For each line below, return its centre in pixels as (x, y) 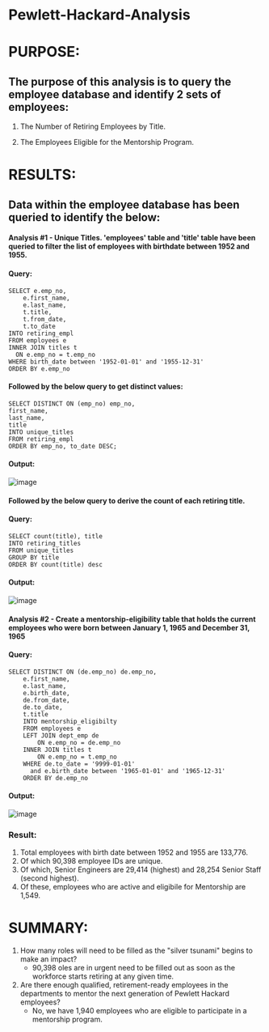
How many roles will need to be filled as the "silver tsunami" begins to (136, 951)
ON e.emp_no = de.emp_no (79, 742)
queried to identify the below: (84, 217)
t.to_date (40, 326)
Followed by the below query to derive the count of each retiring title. (127, 500)
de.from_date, (46, 700)
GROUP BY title (34, 557)
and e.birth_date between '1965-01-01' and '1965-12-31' (128, 771)
